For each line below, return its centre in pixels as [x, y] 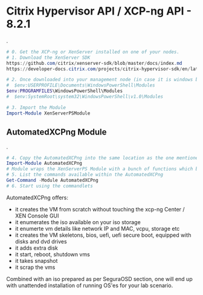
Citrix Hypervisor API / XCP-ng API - [99, 11]
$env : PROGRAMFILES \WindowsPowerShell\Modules [64, 91]
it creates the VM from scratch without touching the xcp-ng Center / [100, 209]
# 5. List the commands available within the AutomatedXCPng [85, 175]
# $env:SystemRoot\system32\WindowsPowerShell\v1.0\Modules [85, 97]
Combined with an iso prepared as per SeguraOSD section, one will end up [99, 279]
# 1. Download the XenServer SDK [48, 58]
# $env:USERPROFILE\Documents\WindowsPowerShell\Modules [81, 85]
